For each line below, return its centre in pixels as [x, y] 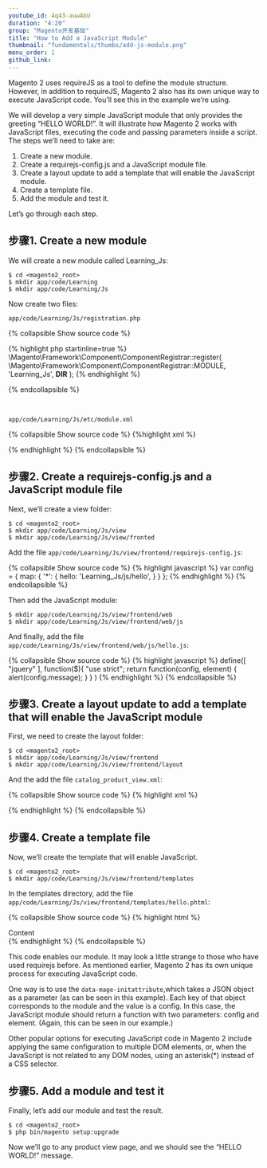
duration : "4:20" [37, 23]
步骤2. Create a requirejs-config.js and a [110, 477]
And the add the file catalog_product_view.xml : [86, 780]
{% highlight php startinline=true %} [68, 348]
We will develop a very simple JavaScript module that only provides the [126, 115]
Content [22, 933]
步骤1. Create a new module [78, 241]
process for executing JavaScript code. [73, 974]
